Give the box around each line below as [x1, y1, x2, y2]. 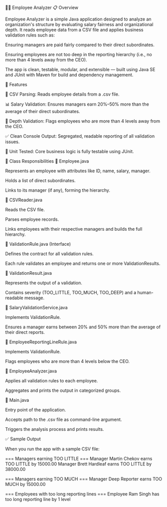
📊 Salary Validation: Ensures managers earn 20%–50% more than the [5, 101, 150, 107]
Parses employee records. [5, 216, 59, 222]
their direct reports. [5, 329, 45, 335]
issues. [5, 139, 20, 145]
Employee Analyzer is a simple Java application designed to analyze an [5, 16, 152, 22]
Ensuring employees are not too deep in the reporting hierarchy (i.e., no [5, 52, 152, 57]
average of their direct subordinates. [5, 109, 80, 114]
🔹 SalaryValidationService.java [5, 305, 68, 310]
